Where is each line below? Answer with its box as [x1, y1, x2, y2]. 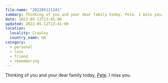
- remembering [10, 58, 39, 63]
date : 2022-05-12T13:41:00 [5, 16, 62, 21]
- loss [10, 49, 24, 54]
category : [5, 40, 26, 45]
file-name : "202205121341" [5, 7, 62, 12]
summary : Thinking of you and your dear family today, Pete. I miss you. [5, 12, 164, 17]
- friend [10, 53, 28, 59]
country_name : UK [10, 35, 46, 40]
